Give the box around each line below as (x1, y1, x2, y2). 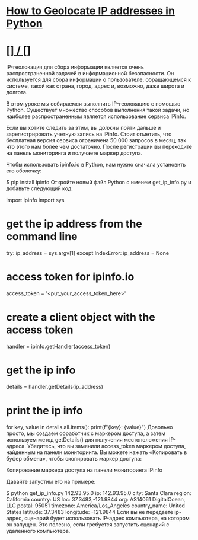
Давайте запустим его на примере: (6, 478, 96, 485)
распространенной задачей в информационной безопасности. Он (6, 70, 174, 77)
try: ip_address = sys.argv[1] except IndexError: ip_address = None (6, 250, 170, 257)
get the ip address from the (6, 218, 142, 231)
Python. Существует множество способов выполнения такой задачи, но (6, 107, 190, 114)
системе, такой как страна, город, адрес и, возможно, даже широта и (6, 82, 185, 90)
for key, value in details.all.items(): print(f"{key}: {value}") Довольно (6, 423, 173, 430)
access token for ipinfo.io (6, 270, 135, 284)
